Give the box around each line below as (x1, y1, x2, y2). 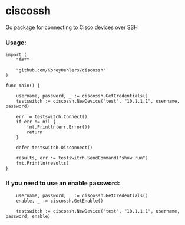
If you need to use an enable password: (5, 179, 120, 187)
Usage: (5, 38, 27, 47)
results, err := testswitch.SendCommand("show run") (16, 155, 148, 161)
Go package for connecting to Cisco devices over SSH (5, 24, 138, 31)
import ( (5, 52, 27, 58)
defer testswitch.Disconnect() (16, 145, 93, 151)
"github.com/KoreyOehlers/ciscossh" (16, 67, 107, 73)
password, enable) (5, 213, 51, 219)
